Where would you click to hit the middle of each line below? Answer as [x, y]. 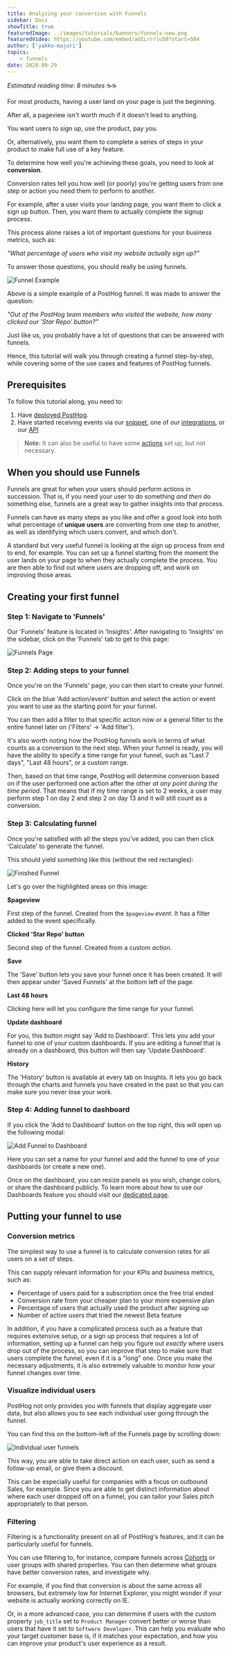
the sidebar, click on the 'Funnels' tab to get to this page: [88, 639]
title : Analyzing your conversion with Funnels [77, 14]
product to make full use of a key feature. [66, 149]
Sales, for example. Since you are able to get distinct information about [108, 1489]
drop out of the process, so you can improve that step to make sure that [110, 1350]
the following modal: [36, 1132]
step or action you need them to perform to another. [81, 191]
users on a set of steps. [41, 1259]
